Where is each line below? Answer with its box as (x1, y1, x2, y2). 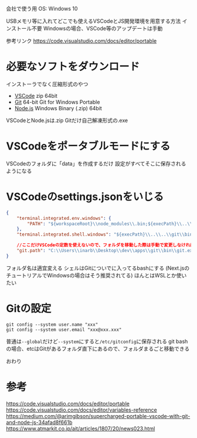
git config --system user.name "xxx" (6, 321, 98, 327)
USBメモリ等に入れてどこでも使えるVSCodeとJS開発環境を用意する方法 (6, 18, 181, 25)
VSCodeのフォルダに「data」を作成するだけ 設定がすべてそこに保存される (6, 160, 186, 167)
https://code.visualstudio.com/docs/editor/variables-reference (6, 406, 157, 413)
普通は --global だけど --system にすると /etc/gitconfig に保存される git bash (6, 338, 188, 345)
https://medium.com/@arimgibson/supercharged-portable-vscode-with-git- (6, 412, 191, 419)
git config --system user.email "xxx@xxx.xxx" (6, 327, 122, 332)
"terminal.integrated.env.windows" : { (16, 215, 111, 221)
